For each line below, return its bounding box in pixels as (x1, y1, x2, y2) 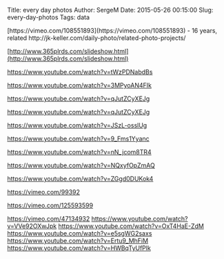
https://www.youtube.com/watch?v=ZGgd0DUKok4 (7, 175, 154, 183)
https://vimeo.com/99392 (7, 188, 81, 196)
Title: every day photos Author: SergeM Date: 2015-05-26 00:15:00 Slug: (7, 6, 214, 14)
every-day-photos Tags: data (7, 13, 90, 21)
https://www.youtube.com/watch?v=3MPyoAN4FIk (7, 81, 152, 89)
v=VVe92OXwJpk (7, 222, 57, 230)
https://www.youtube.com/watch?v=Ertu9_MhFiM (7, 237, 149, 245)
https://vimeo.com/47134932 (7, 215, 90, 222)
